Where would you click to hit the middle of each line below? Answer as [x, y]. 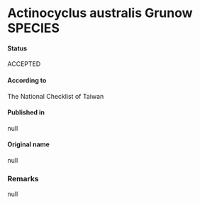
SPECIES [34, 28]
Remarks [23, 178]
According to [27, 80]
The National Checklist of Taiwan [56, 96]
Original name [28, 144]
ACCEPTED [24, 64]
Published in [26, 112]
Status [17, 48]
